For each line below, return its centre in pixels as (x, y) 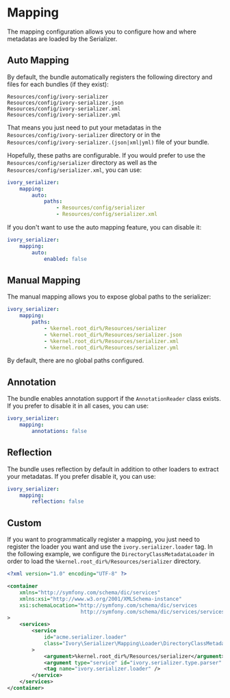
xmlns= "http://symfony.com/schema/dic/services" (90, 593)
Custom (24, 523)
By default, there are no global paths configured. (76, 360)
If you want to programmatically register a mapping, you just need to (104, 540)
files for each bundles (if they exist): (58, 84)
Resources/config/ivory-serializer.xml (64, 109)
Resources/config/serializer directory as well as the (82, 162)
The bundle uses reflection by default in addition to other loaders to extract (113, 469)
